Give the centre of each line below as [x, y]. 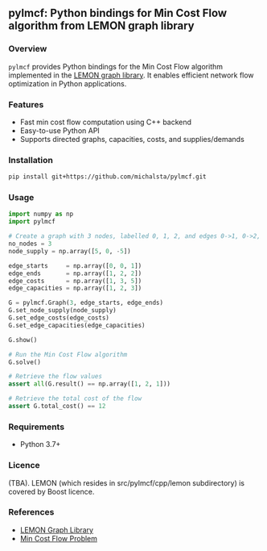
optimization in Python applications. [68, 83]
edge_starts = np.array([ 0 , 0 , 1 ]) [75, 265]
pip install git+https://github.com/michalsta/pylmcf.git [107, 177]
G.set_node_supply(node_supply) [62, 311]
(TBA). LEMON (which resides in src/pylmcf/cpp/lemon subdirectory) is [127, 482]
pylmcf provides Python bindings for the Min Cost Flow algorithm [116, 66]
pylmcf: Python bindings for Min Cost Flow [118, 13]
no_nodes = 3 [30, 244]
